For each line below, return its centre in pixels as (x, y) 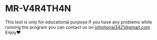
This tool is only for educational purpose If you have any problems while (79, 22)
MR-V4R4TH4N (38, 9)
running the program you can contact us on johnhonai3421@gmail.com (78, 27)
